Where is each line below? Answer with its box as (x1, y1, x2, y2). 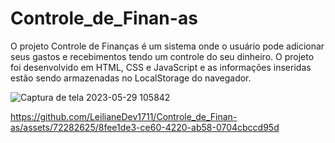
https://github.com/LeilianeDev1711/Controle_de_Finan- (10, 110, 238, 122)
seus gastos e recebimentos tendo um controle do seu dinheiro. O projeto (10, 50, 315, 62)
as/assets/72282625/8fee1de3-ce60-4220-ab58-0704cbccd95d (10, 121, 280, 133)
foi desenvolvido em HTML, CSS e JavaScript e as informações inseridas (10, 61, 312, 73)
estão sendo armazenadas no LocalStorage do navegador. (10, 72, 252, 84)
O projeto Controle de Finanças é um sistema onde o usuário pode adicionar (10, 40, 325, 52)
